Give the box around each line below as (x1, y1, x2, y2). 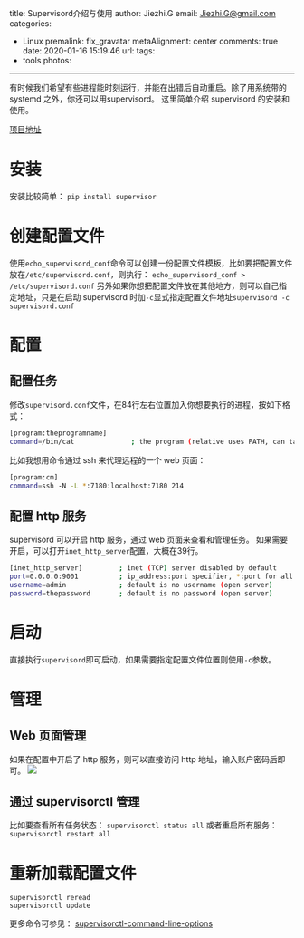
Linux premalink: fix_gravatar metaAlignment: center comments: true (22, 35, 279, 46)
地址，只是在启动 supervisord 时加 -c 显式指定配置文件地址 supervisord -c (16, 291, 290, 302)
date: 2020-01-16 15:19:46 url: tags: (22, 45, 156, 56)
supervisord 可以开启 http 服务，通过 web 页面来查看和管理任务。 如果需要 (9, 534, 289, 546)
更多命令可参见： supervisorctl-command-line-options (9, 918, 214, 929)
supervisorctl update (9, 901, 91, 911)
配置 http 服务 (9, 508, 87, 524)
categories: (9, 18, 52, 29)
